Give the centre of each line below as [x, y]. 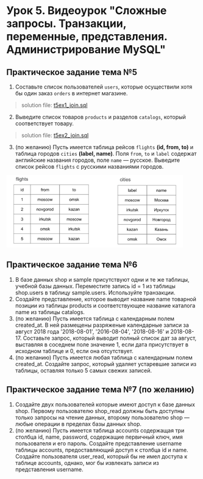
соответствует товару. [45, 123]
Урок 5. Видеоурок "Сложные [87, 11]
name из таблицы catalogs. [50, 312]
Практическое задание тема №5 [72, 72]
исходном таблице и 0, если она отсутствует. [74, 351]
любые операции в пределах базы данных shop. [78, 424]
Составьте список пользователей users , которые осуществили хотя [104, 87]
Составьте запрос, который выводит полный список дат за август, [110, 338]
